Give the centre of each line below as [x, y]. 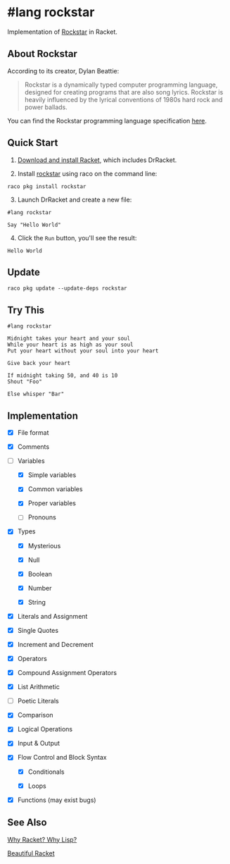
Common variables [55, 489]
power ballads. [46, 107]
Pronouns [42, 517]
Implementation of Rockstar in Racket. [62, 32]
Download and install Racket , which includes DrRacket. [97, 160]
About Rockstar [42, 54]
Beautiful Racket [31, 853]
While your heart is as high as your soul [70, 345]
